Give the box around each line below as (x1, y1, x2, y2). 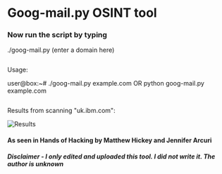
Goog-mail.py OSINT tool (7, 5, 157, 21)
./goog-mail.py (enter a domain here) (7, 46, 115, 54)
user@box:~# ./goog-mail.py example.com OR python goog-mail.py (7, 79, 204, 88)
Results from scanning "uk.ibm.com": (7, 107, 116, 115)
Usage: (7, 65, 28, 74)
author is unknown (7, 159, 64, 168)
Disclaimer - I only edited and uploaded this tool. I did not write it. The (7, 152, 216, 161)
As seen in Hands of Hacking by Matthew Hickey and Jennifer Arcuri (7, 136, 212, 145)
